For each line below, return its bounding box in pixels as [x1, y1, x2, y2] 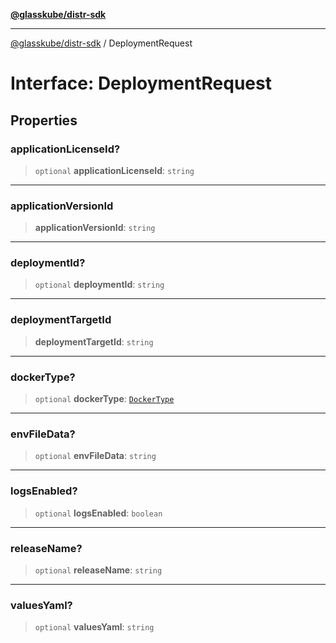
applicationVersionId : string [34, 222, 156, 234]
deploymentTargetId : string [34, 335, 154, 348]
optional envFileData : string [34, 450, 157, 462]
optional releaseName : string [34, 564, 163, 576]
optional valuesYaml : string [34, 621, 155, 633]
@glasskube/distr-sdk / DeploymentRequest [10, 37, 193, 49]
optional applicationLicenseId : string [34, 164, 195, 176]
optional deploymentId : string [34, 279, 165, 291]
